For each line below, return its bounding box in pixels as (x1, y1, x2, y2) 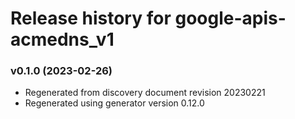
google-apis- (174, 7, 287, 30)
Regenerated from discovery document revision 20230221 (24, 87, 266, 99)
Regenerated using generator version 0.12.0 (24, 97, 205, 109)
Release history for (10, 7, 172, 30)
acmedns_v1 (10, 28, 115, 51)
